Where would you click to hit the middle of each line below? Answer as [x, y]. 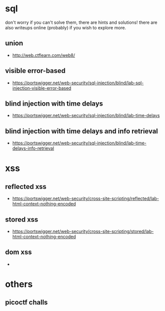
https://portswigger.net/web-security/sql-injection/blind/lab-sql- [78, 83]
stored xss [22, 219]
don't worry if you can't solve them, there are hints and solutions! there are [81, 22]
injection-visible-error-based [42, 88]
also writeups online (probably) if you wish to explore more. [66, 27]
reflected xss [26, 187]
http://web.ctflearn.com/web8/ [44, 55]
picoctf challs [26, 302]
